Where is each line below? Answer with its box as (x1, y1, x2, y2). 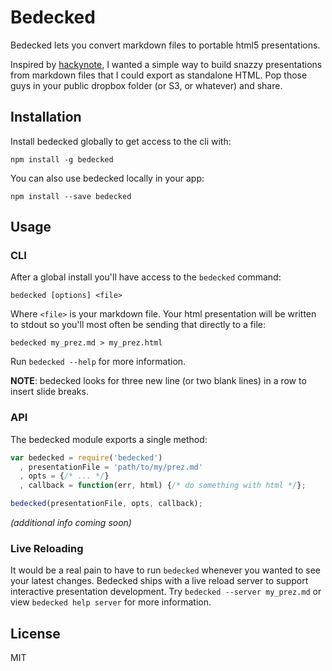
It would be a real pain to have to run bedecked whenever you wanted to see (10, 564, 322, 576)
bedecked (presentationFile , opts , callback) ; (10, 499, 203, 509)
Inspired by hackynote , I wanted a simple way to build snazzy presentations (10, 58, 323, 70)
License (10, 625, 61, 642)
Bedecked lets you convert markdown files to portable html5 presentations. (10, 39, 321, 51)
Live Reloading (10, 542, 84, 556)
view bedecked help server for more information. (10, 596, 212, 608)
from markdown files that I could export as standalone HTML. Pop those (10, 69, 308, 81)
